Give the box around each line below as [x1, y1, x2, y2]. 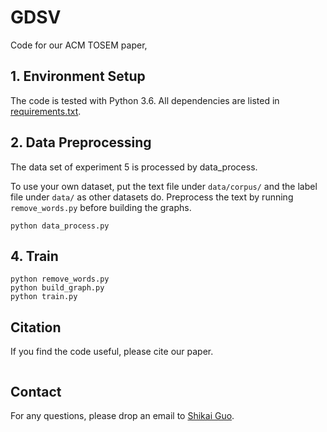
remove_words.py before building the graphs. [10, 201, 192, 213]
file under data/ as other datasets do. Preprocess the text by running [10, 191, 294, 203]
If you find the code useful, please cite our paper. [10, 346, 214, 358]
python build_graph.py [10, 283, 105, 293]
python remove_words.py [10, 274, 110, 285]
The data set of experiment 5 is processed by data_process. [10, 161, 258, 173]
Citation [10, 319, 62, 336]
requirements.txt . [10, 105, 82, 117]
